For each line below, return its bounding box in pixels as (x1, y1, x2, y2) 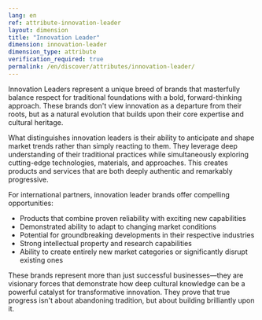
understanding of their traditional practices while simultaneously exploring (8, 149, 249, 159)
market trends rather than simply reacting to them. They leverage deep (8, 141, 238, 150)
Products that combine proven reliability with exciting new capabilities (19, 213, 246, 223)
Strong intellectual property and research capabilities (19, 238, 193, 248)
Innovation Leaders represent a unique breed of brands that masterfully (8, 84, 240, 94)
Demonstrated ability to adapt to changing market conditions (19, 222, 216, 231)
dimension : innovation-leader (8, 41, 108, 49)
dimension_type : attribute (8, 48, 97, 56)
